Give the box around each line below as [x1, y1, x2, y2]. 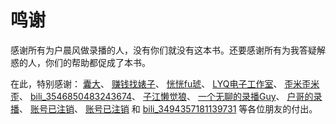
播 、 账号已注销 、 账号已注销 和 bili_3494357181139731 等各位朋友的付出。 [10, 102, 318, 115]
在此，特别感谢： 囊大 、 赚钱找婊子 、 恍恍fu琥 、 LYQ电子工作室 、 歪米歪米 [10, 77, 320, 90]
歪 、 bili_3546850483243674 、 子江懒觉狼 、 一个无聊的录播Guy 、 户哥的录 [10, 90, 323, 102]
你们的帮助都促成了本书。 [44, 56, 151, 68]
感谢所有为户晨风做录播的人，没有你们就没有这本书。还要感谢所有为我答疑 [10, 44, 317, 56]
